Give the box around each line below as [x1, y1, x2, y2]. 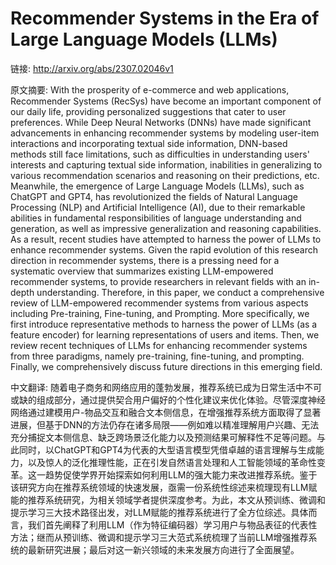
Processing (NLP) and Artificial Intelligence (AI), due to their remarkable [10, 201, 306, 213]
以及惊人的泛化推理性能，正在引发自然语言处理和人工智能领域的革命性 [27, 456, 317, 468]
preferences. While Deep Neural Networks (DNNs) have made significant [10, 116, 312, 128]
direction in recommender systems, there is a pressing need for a [10, 254, 280, 266]
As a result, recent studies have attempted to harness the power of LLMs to [10, 233, 322, 245]
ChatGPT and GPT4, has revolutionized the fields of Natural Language [10, 190, 298, 202]
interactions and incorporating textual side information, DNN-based [10, 137, 288, 149]
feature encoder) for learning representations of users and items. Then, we [10, 328, 320, 341]
